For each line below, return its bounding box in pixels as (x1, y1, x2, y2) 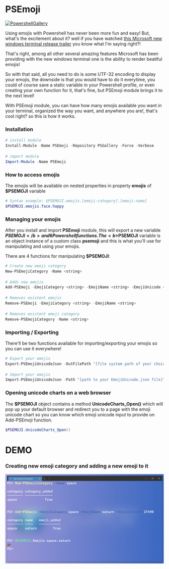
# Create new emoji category (5, 263, 66, 268)
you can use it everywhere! (5, 345, 62, 352)
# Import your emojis (5, 372, 51, 377)
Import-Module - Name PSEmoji (5, 159, 66, 164)
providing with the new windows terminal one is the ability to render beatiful (5, 56, 162, 62)
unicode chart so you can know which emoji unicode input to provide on (5, 411, 155, 417)
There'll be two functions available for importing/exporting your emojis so (5, 340, 157, 346)
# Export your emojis (5, 356, 51, 361)
